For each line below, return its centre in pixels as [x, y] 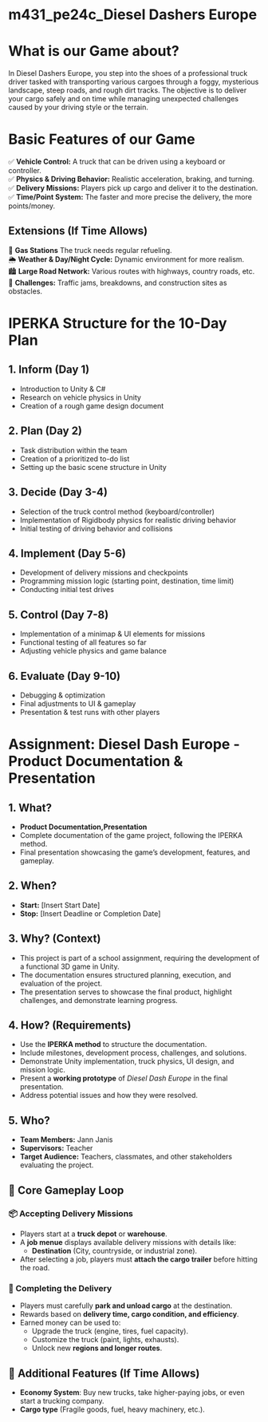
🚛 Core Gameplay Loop [66, 1190]
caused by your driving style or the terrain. [79, 107]
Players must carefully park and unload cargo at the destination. [126, 1305]
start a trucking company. [62, 1400]
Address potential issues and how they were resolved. [108, 1096]
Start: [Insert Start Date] [60, 905]
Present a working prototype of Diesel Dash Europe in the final [124, 1078]
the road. [35, 1267]
